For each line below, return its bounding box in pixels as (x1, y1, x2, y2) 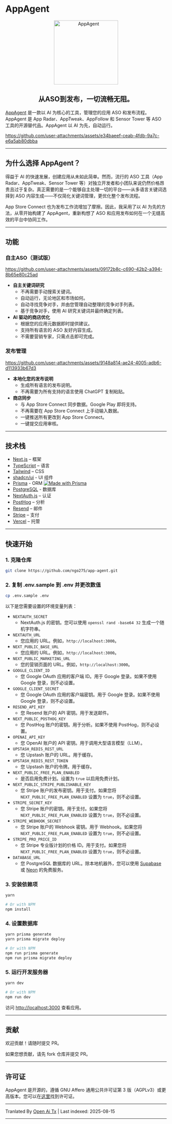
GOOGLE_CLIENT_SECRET (12, 686, 59, 692)
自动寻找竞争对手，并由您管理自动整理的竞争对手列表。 (20, 301, 137, 308)
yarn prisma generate (5, 932, 52, 937)
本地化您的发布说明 (12, 375, 54, 382)
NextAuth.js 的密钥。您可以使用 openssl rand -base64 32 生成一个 (20, 620, 160, 626)
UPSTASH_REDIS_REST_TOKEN (12, 759, 68, 764)
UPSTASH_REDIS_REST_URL (12, 747, 64, 752)
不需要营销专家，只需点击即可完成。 (20, 334, 97, 340)
